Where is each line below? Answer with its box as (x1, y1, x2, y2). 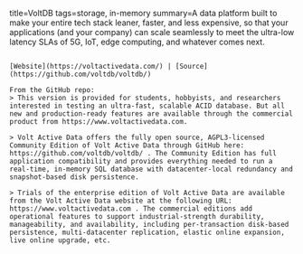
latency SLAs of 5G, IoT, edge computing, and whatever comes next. (9, 36, 265, 47)
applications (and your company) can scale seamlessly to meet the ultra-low (9, 27, 295, 37)
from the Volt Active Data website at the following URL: (9, 196, 232, 205)
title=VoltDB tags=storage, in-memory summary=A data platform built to (9, 8, 278, 18)
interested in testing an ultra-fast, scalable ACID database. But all (9, 101, 285, 110)
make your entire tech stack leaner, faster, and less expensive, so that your (9, 17, 289, 28)
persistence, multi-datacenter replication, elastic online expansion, (9, 228, 285, 237)
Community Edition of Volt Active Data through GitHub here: (9, 141, 245, 150)
